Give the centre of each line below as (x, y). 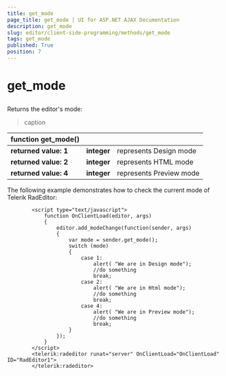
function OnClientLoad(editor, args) (98, 216)
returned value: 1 (39, 151)
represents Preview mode (158, 174)
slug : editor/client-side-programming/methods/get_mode (89, 33)
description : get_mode (39, 26)
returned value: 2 (39, 162)
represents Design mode (157, 151)
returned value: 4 (39, 174)
